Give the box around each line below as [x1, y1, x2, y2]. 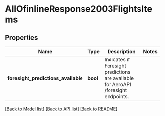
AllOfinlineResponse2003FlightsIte [5, 3, 153, 15]
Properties [5, 33, 38, 42]
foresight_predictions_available [7, 75, 83, 82]
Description [107, 48, 136, 55]
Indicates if [104, 57, 130, 63]
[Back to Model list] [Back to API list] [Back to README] [5, 106, 118, 112]
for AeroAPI [104, 81, 131, 87]
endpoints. [104, 93, 129, 100]
